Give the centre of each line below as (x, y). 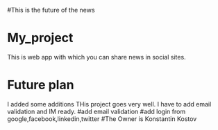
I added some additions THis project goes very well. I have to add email (109, 104)
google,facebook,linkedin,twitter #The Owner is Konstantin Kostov (102, 119)
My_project (40, 38)
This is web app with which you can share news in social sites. (97, 57)
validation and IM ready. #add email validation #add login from (97, 111)
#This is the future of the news (51, 10)
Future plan (41, 85)
